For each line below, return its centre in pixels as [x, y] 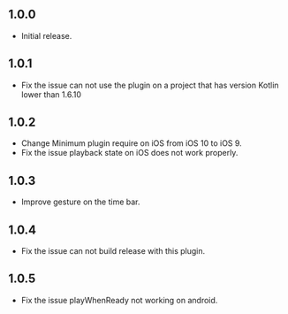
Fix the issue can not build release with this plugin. [113, 251]
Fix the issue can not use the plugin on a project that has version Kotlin [150, 85]
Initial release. [46, 35]
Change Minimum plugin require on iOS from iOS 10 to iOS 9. [131, 143]
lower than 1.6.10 [51, 94]
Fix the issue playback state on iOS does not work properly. [129, 153]
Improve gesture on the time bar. [80, 202]
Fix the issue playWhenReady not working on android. [119, 300]
